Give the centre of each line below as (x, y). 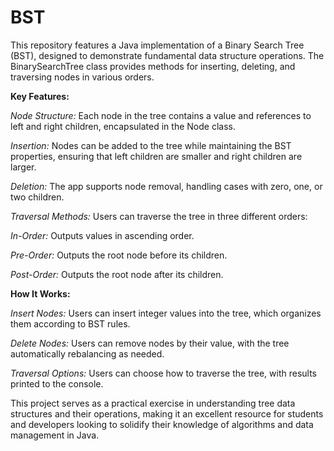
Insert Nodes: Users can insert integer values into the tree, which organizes (166, 313)
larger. (23, 167)
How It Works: (40, 293)
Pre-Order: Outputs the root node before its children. (119, 255)
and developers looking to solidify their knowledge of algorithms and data (162, 424)
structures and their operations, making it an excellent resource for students (167, 413)
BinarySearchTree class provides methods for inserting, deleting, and (153, 66)
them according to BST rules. (70, 323)
